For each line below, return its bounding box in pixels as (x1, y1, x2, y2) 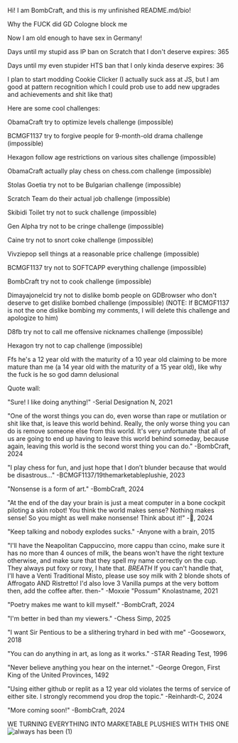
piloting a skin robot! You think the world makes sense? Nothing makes (7, 506, 215, 514)
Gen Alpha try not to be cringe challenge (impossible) (7, 222, 164, 230)
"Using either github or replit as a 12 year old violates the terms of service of (7, 685, 231, 693)
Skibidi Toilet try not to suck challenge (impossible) (7, 208, 157, 217)
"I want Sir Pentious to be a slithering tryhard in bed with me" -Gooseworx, (7, 628, 226, 636)
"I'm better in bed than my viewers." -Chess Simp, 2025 (7, 614, 171, 623)
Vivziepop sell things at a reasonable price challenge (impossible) (7, 249, 200, 258)
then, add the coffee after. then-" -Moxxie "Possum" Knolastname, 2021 (7, 587, 218, 595)
